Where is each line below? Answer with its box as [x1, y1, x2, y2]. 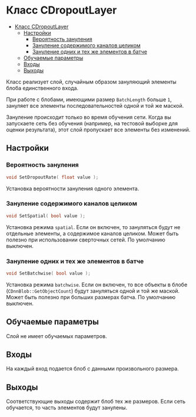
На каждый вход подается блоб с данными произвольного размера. [6, 365, 180, 372]
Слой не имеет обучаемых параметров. [6, 332, 107, 339]
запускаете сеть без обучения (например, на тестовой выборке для [6, 120, 178, 127]
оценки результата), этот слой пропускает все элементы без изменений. [6, 126, 191, 133]
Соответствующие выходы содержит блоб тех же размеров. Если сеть [6, 398, 186, 405]
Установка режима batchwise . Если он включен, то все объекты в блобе [6, 281, 188, 288]
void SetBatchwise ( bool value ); [6, 270, 91, 276]
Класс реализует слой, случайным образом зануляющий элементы [6, 78, 177, 85]
